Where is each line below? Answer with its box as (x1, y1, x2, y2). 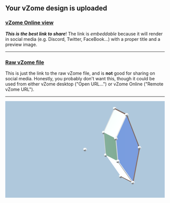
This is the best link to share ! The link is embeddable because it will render (5, 30, 163, 37)
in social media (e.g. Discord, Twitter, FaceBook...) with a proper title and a (5, 36, 160, 42)
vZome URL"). (5, 86, 34, 92)
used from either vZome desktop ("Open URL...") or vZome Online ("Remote (5, 81, 163, 87)
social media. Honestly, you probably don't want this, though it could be (5, 75, 155, 81)
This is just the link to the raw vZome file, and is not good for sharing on (5, 70, 155, 76)
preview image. (5, 41, 37, 47)
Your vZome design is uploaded (5, 4, 107, 13)
